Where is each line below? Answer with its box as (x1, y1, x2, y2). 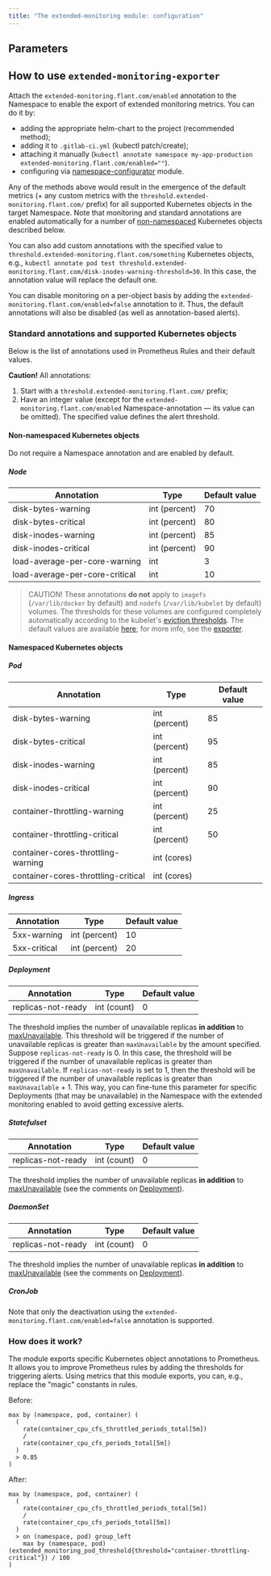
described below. (8, 225, 66, 234)
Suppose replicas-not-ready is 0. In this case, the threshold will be (8, 1048, 232, 1057)
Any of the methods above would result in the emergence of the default (8, 182, 246, 191)
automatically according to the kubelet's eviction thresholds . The (27, 616, 244, 625)
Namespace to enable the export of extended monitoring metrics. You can (8, 99, 256, 109)
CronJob (8, 1286, 39, 1297)
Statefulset (8, 1118, 47, 1128)
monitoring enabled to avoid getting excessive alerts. (8, 1099, 185, 1109)
